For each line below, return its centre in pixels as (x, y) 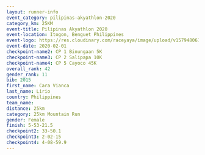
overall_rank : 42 (28, 69)
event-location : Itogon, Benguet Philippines (65, 35)
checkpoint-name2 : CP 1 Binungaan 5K (54, 52)
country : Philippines (34, 97)
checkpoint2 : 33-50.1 (34, 131)
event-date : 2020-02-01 (37, 46)
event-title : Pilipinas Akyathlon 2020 (57, 29)
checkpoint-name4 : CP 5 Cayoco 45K (52, 63)
